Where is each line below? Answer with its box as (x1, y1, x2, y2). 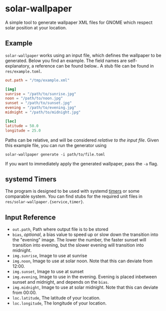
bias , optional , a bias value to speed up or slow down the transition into (12, 232, 159, 237)
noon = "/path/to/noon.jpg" (5, 96, 63, 101)
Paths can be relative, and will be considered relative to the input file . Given (5, 137, 160, 143)
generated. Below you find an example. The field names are (5, 58, 127, 64)
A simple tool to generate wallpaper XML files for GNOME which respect (5, 19, 153, 25)
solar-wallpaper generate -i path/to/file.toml (5, 152, 106, 157)
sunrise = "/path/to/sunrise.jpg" (5, 91, 77, 96)
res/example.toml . (5, 68, 42, 74)
